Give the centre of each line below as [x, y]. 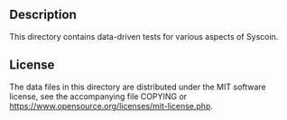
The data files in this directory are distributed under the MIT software [138, 87]
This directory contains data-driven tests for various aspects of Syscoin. [144, 36]
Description [43, 15]
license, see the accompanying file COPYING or [98, 96]
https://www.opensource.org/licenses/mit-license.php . [111, 106]
